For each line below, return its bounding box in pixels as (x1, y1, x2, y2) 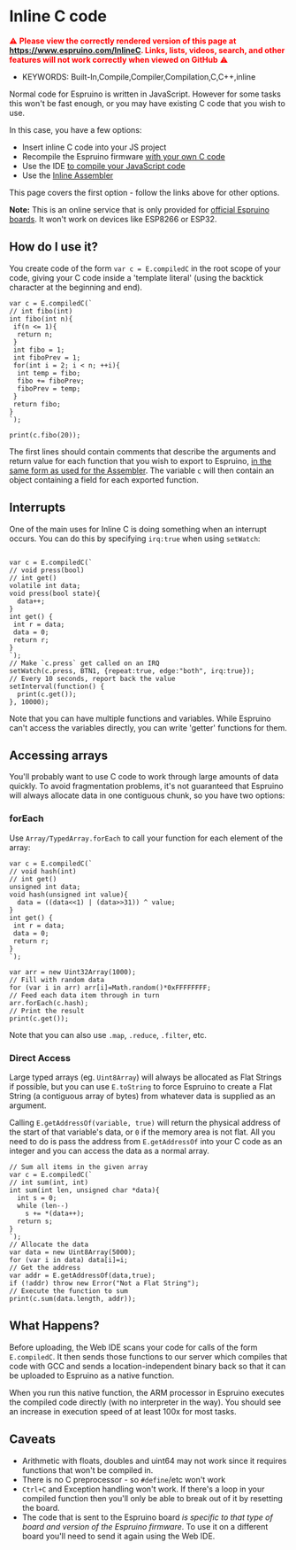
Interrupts (9, 500, 66, 515)
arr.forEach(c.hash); (9, 998, 89, 1007)
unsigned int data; (9, 882, 81, 891)
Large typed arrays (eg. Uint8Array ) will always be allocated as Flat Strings (9, 1072, 283, 1082)
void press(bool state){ (9, 589, 101, 598)
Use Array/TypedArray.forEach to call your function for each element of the (9, 833, 284, 843)
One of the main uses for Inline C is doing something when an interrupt (9, 523, 267, 534)
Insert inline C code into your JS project (21, 142, 167, 152)
